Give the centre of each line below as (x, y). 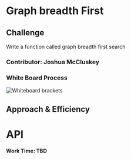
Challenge (25, 33)
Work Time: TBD (26, 151)
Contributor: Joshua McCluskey (53, 62)
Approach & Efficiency (48, 109)
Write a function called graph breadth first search (66, 47)
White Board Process (37, 78)
